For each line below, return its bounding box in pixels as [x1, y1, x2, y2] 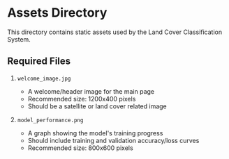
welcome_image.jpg [17, 75, 71, 82]
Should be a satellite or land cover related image [27, 102, 168, 110]
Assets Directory [7, 5, 108, 21]
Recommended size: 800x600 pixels [27, 144, 134, 152]
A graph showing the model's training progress [27, 128, 163, 137]
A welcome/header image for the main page [27, 87, 155, 95]
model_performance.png [17, 117, 84, 124]
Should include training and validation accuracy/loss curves [27, 136, 200, 144]
